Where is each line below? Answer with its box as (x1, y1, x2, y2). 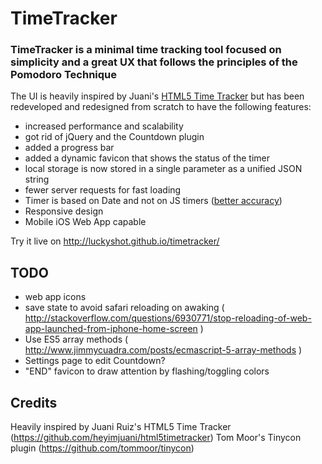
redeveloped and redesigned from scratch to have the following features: (10, 101, 312, 113)
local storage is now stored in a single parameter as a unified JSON (24, 163, 303, 175)
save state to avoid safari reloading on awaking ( (24, 302, 225, 314)
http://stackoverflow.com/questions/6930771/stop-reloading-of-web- (24, 312, 312, 324)
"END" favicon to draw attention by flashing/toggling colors (24, 365, 270, 377)
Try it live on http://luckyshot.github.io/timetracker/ (10, 235, 220, 247)
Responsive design (24, 205, 104, 217)
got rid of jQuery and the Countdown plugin (24, 131, 205, 143)
